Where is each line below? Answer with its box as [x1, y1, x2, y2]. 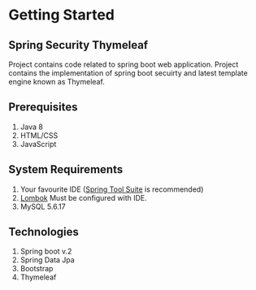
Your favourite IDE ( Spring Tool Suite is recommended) [20, 184, 204, 194]
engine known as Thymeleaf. [8, 77, 106, 86]
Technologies [8, 225, 80, 239]
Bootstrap [20, 264, 54, 274]
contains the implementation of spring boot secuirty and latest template [8, 68, 248, 78]
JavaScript [20, 139, 57, 149]
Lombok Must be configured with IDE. [20, 193, 148, 202]
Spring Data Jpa [20, 255, 75, 265]
